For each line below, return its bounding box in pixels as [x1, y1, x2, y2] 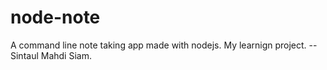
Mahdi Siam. [40, 49, 92, 61]
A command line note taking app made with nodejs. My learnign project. [10, 39, 307, 51]
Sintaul [10, 49, 39, 61]
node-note [10, 6, 101, 29]
